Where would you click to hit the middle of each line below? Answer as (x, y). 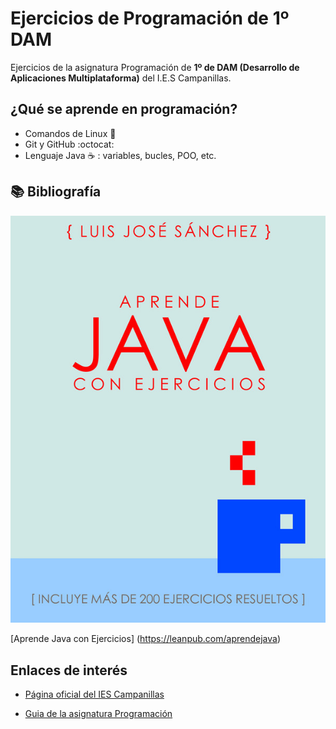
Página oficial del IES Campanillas (94, 694)
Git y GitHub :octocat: (69, 144)
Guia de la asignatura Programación (98, 714)
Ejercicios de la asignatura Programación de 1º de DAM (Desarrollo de (155, 67)
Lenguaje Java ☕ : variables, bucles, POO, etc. (120, 155)
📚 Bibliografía (56, 192)
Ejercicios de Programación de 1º (150, 18)
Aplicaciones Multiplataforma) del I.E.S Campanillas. (121, 78)
